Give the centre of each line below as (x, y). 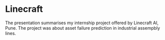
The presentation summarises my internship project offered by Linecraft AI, (82, 23)
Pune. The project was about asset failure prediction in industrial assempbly (82, 28)
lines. (11, 33)
